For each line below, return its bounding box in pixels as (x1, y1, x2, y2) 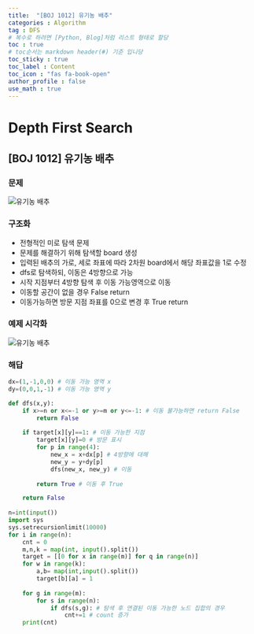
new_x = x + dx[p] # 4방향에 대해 (50, 450, 148, 459)
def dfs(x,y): (8, 399, 55, 407)
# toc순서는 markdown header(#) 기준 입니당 (8, 48, 143, 56)
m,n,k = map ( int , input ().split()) (22, 545, 139, 554)
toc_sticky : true (8, 56, 68, 64)
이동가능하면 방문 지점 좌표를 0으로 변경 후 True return (19, 297, 189, 306)
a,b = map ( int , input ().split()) (36, 568, 139, 576)
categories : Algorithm (8, 19, 87, 27)
